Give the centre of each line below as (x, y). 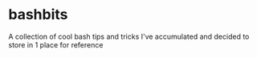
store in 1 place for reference (56, 44)
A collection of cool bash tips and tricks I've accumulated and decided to (129, 36)
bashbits (38, 15)
